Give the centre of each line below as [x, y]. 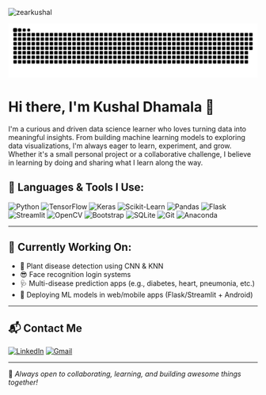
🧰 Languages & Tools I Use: [76, 187]
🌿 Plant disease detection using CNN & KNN [91, 266]
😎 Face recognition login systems [75, 275]
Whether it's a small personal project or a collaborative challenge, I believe [130, 154]
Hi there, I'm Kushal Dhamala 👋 [112, 106]
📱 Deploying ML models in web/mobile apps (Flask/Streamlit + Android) [136, 295]
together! [23, 382]
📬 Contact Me [45, 328]
